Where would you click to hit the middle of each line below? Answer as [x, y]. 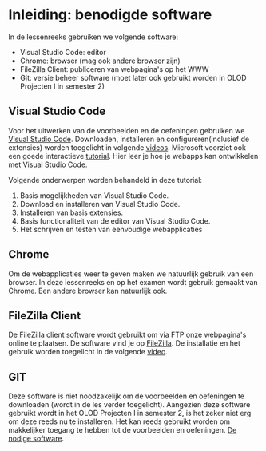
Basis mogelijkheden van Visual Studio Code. [94, 195]
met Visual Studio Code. [48, 164]
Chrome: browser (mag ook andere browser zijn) [100, 61]
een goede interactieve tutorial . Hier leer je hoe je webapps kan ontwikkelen [133, 156]
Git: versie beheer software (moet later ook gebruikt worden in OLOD [133, 77]
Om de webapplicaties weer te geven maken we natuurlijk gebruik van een [131, 274]
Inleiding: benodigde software [110, 15]
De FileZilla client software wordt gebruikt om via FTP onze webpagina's [127, 335]
